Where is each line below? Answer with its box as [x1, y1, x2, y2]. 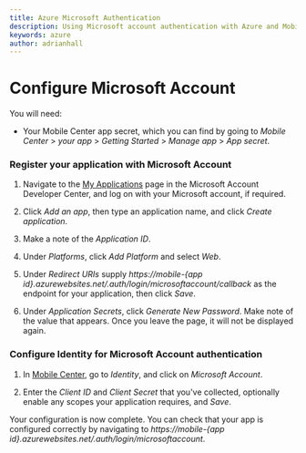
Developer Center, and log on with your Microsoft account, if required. [22, 189, 287, 200]
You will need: [9, 108, 62, 119]
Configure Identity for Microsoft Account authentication [9, 348, 262, 361]
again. [22, 325, 46, 336]
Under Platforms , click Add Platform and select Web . [22, 252, 221, 263]
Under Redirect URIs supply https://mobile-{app [22, 269, 203, 280]
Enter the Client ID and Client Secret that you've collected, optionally [22, 386, 280, 397]
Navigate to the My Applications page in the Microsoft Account [22, 179, 260, 190]
